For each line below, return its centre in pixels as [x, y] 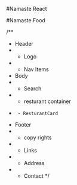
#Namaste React [27, 9]
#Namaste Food [26, 20]
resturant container [47, 101]
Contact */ [36, 176]
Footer [23, 125]
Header [24, 44]
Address [34, 163]
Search [33, 89]
